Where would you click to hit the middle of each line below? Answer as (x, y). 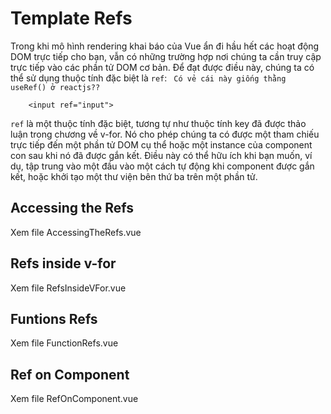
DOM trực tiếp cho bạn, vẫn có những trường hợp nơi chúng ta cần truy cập (166, 56)
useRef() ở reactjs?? (55, 87)
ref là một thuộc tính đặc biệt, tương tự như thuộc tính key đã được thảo (158, 123)
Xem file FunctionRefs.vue (64, 343)
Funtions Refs (54, 318)
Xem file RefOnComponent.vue (74, 399)
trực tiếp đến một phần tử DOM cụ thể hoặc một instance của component (161, 144)
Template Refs (71, 18)
